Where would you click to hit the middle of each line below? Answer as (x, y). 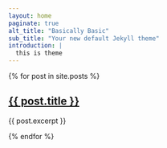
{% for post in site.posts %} (54, 76)
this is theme (39, 53)
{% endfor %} (31, 136)
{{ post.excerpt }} (37, 121)
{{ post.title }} (44, 101)
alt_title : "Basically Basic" (59, 31)
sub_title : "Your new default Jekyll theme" (84, 38)
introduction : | (35, 46)
